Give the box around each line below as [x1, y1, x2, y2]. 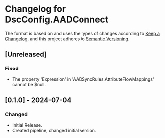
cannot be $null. [12, 81, 46, 87]
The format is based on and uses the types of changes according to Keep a [5, 30, 160, 36]
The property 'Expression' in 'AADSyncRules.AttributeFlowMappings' [12, 76, 154, 82]
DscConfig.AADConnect [5, 14, 109, 25]
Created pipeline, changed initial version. [12, 128, 96, 134]
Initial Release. [12, 122, 42, 128]
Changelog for [5, 3, 66, 15]
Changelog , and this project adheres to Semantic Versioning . [5, 36, 130, 42]
